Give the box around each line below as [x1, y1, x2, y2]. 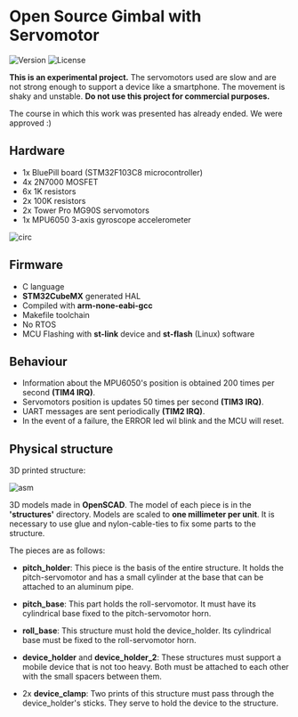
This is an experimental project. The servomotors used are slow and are [9, 71, 278, 82]
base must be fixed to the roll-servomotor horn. [21, 635, 197, 646]
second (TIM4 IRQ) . [21, 387, 96, 398]
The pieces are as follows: [9, 545, 106, 556]
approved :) [9, 118, 52, 128]
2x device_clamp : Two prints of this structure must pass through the [21, 688, 274, 699]
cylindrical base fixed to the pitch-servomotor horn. [21, 608, 212, 619]
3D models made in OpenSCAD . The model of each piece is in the [9, 500, 252, 510]
